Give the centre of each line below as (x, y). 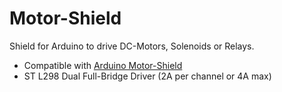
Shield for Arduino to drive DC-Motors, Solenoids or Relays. (132, 46)
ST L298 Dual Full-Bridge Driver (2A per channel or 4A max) (147, 76)
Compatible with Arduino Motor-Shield (103, 65)
